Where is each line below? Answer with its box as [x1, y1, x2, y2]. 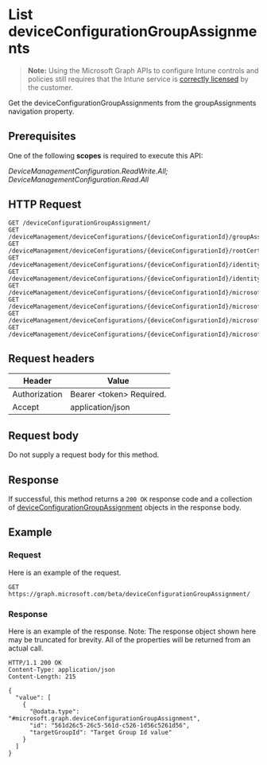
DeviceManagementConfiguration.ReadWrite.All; [8, 166, 168, 176]
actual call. [8, 643, 44, 653]
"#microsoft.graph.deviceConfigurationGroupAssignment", [8, 714, 201, 722]
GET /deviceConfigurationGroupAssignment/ [8, 219, 151, 227]
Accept [12, 402, 40, 413]
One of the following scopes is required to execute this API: [8, 150, 203, 160]
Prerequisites [8, 130, 76, 143]
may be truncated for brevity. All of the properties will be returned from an [8, 634, 251, 644]
